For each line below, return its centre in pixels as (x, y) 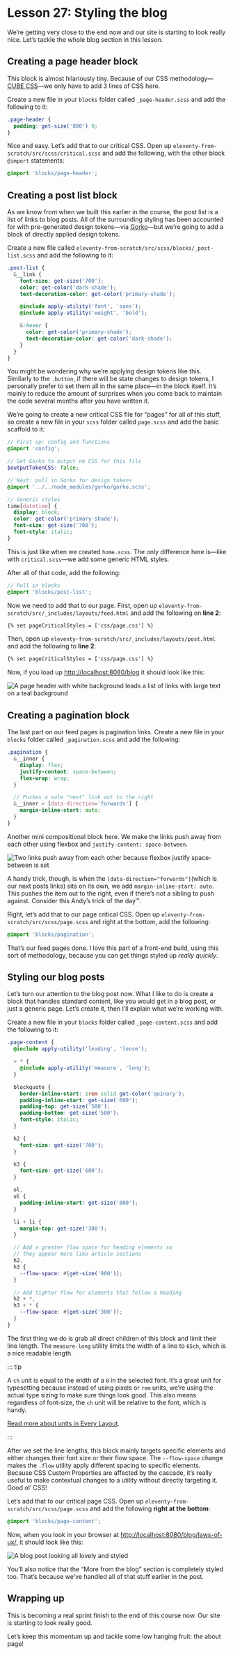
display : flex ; (42, 765)
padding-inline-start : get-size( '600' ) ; (79, 1100)
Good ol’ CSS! (27, 1487)
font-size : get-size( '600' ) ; (62, 1171)
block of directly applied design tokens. (64, 235)
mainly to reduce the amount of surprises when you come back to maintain (115, 394)
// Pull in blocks (34, 585)
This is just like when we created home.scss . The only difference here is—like (117, 551)
